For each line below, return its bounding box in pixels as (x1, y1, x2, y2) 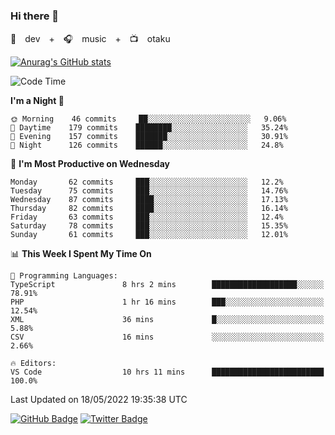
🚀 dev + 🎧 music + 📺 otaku (10, 33, 171, 45)
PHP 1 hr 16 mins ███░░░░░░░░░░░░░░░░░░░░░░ (10, 297, 325, 308)
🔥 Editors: (10, 359, 57, 369)
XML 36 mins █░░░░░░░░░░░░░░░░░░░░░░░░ (10, 315, 325, 325)
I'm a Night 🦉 (10, 95, 65, 107)
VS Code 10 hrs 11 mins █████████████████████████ (10, 367, 325, 378)
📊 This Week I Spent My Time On (10, 248, 152, 260)
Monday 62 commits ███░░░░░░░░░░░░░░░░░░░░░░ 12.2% (10, 177, 284, 188)
